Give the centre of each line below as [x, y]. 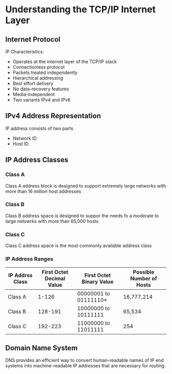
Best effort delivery [33, 83]
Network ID [25, 138]
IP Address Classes [37, 160]
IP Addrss [20, 275]
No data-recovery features [41, 89]
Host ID [21, 144]
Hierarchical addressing [38, 78]
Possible [144, 272]
